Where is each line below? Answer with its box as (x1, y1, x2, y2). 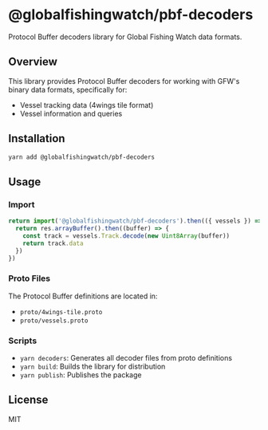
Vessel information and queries (19, 108, 123, 118)
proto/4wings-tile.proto (19, 308, 103, 316)
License (8, 393, 49, 407)
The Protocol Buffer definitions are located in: (8, 291, 158, 301)
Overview (8, 55, 58, 69)
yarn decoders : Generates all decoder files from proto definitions (19, 353, 233, 362)
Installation (8, 132, 65, 145)
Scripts (8, 335, 37, 346)
